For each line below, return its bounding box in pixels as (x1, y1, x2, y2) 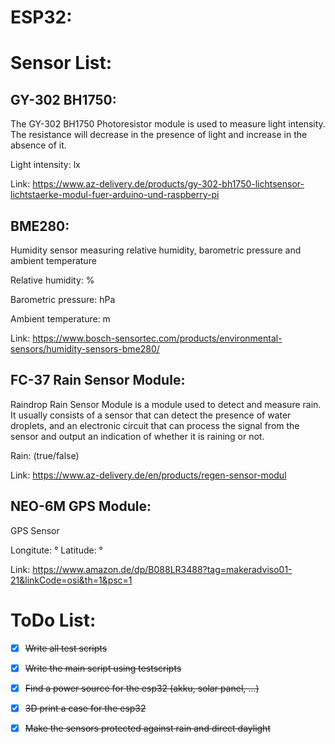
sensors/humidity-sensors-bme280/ (10, 343, 160, 355)
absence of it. (10, 139, 67, 151)
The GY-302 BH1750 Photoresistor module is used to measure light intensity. (10, 118, 326, 130)
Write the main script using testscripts (24, 662, 182, 674)
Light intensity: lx (10, 159, 81, 171)
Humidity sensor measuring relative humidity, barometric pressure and (10, 244, 302, 256)
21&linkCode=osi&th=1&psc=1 (10, 574, 133, 586)
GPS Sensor (10, 524, 60, 536)
